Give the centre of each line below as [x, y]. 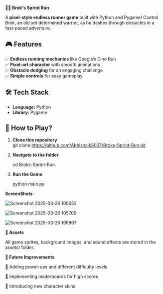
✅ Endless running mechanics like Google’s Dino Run [61, 59]
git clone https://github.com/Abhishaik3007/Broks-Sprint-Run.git [79, 145]
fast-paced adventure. [28, 28]
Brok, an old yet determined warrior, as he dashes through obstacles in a [80, 23]
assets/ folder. [20, 247]
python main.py [28, 184]
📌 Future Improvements [30, 257]
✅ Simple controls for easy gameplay [44, 75]
